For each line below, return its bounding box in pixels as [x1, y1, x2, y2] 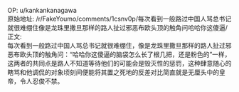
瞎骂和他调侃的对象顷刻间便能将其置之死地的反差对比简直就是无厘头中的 [7, 68, 219, 76]
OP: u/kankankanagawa [7, 6, 77, 14]
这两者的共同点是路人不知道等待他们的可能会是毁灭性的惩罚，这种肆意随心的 [7, 59, 232, 67]
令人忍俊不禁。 [19, 77, 64, 85]
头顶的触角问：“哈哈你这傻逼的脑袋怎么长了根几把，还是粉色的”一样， [26, 50, 231, 58]
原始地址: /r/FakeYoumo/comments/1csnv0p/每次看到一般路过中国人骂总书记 [7, 14, 232, 23]
